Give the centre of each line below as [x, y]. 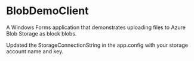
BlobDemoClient [47, 11]
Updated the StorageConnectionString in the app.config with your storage [97, 45]
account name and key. [35, 51]
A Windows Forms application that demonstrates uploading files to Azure [96, 27]
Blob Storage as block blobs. [41, 33]
